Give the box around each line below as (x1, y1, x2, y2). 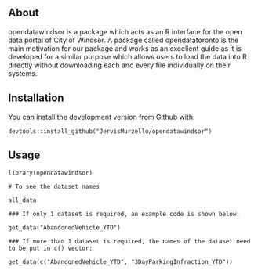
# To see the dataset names (8, 183, 100, 191)
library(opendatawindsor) (8, 169, 93, 177)
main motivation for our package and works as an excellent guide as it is (8, 43, 242, 53)
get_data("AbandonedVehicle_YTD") (8, 224, 122, 232)
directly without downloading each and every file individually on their (8, 60, 231, 70)
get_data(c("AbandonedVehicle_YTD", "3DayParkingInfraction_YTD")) (8, 258, 234, 266)
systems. (8, 68, 38, 78)
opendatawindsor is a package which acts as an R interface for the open (8, 27, 242, 36)
